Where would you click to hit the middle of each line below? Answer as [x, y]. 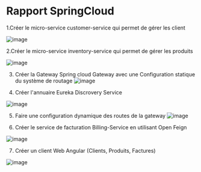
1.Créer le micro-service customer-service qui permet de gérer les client [96, 28]
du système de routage [44, 81]
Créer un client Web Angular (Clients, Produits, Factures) [85, 150]
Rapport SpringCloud [60, 11]
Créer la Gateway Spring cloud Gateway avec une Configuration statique [105, 74]
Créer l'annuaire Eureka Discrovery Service [68, 92]
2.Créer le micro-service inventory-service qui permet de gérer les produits [100, 51]
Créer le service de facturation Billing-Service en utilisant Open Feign [101, 127]
